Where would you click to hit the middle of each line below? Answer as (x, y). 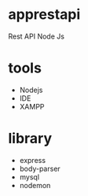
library (30, 139)
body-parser (40, 168)
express (32, 160)
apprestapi (44, 15)
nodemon (35, 185)
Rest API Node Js (37, 36)
